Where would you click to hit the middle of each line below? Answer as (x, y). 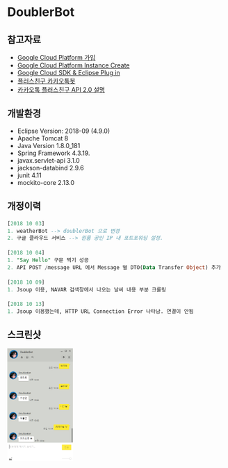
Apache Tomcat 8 (43, 138)
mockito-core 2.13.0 (46, 182)
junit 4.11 (29, 175)
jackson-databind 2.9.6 (51, 168)
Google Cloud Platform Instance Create (73, 65)
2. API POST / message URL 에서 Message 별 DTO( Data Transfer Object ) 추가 (114, 267)
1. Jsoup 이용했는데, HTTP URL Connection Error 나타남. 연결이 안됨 (100, 312)
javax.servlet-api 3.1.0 (48, 160)
